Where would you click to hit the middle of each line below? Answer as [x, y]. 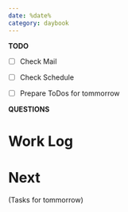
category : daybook [39, 23]
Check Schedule [47, 77]
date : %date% [30, 16]
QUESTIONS [29, 109]
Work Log [41, 141]
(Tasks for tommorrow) [46, 199]
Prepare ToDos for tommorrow [70, 93]
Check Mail [38, 61]
